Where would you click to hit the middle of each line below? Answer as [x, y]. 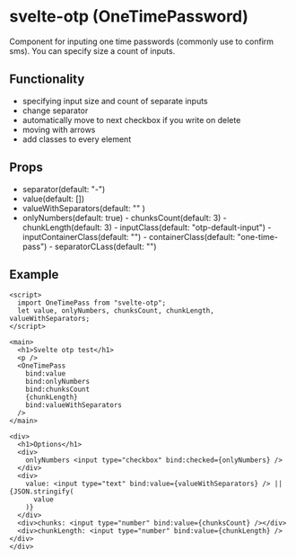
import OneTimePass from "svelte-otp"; [92, 303]
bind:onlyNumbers [58, 382]
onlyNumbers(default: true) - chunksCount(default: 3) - [124, 217]
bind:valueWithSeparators [74, 405]
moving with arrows [59, 129]
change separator [55, 111]
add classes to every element [77, 139]
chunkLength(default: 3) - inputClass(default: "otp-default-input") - [147, 227]
